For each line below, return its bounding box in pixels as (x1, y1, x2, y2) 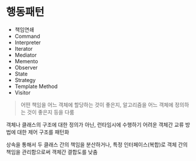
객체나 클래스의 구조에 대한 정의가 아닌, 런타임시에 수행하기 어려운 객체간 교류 (6, 121, 184, 128)
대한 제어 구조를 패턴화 (17, 128, 70, 136)
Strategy (14, 76, 36, 83)
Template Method (14, 83, 58, 90)
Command (14, 32, 40, 40)
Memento (14, 57, 38, 65)
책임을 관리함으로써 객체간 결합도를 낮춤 (6, 148, 98, 155)
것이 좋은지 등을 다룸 (27, 109, 75, 116)
